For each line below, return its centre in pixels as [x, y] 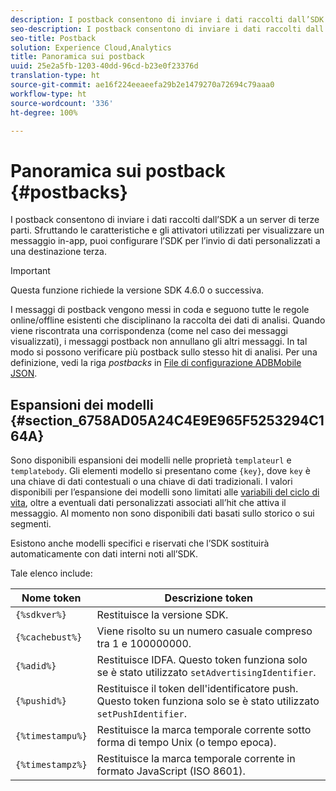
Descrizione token [208, 598]
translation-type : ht [55, 76]
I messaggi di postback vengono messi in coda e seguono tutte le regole [160, 310]
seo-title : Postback [53, 38]
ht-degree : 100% [44, 112]
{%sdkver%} [41, 615]
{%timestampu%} [51, 736]
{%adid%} [36, 666]
